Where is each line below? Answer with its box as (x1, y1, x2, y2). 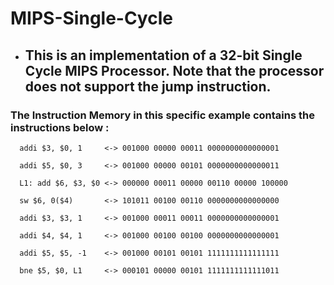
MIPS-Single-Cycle (10, 7, 173, 30)
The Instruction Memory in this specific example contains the (10, 108, 315, 122)
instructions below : (10, 120, 110, 134)
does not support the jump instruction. (24, 78, 272, 95)
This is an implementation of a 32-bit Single (24, 47, 303, 64)
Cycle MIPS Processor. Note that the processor (24, 62, 325, 79)
